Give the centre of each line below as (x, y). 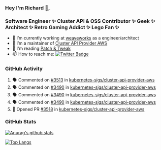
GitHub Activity (24, 69)
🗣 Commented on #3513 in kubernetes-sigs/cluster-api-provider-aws (83, 80)
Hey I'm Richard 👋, (28, 8)
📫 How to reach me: (33, 54)
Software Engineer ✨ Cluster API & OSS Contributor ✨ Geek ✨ (80, 21)
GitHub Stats (21, 122)
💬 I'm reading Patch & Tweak (41, 48)
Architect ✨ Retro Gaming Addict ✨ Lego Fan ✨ (62, 27)
